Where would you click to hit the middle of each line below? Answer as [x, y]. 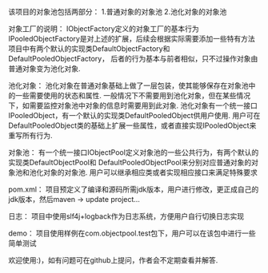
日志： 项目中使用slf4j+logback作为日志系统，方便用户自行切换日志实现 [126, 216]
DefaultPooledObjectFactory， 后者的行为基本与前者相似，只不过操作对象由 [133, 59]
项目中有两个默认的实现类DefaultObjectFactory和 [89, 49]
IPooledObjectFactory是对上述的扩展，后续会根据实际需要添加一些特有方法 [132, 39]
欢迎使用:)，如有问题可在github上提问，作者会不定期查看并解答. [113, 260]
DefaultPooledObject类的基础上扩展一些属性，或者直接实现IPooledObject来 [132, 125]
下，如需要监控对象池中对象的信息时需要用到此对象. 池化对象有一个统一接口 [133, 105]
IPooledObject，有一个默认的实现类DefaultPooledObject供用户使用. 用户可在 [134, 115]
